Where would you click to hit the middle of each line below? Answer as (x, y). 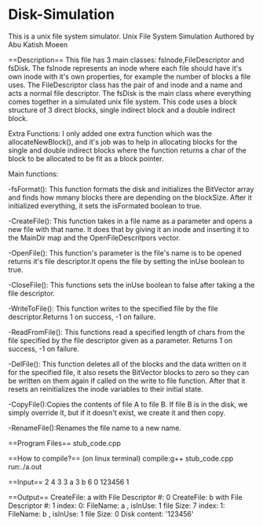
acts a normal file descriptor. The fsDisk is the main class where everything (130, 93)
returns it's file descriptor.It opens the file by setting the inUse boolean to (126, 261)
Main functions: (33, 174)
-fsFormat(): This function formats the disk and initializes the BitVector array (131, 189)
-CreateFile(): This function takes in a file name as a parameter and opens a (130, 221)
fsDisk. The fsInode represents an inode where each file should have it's (125, 68)
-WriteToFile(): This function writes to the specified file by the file (113, 308)
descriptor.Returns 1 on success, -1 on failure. (82, 317)
